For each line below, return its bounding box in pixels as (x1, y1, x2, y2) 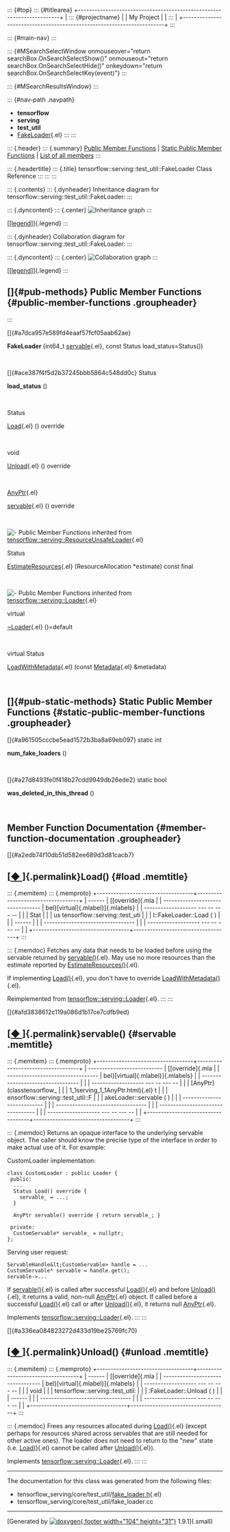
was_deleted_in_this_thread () (7, 789, 94, 797)
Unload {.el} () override (7, 462, 71, 470)
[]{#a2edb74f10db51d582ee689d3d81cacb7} (7, 851, 135, 859)
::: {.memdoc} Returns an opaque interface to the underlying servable (7, 1129, 203, 1137)
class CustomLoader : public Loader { (7, 1170, 118, 1177)
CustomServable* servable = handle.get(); (7, 1268, 130, 1274)
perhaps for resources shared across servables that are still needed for (7, 1429, 208, 1437)
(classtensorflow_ (7, 1086, 57, 1094)
